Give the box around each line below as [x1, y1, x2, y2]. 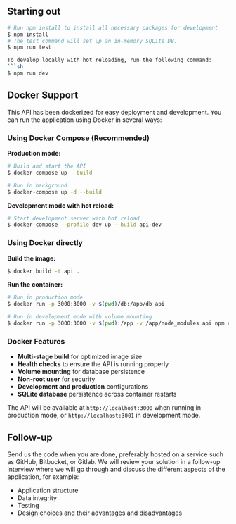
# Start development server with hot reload [7, 215, 140, 222]
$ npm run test [7, 44, 52, 51]
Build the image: [7, 254, 56, 263]
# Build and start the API [7, 163, 86, 170]
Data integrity [17, 494, 58, 502]
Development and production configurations [17, 382, 149, 391]
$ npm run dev [7, 70, 49, 77]
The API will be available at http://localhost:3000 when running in [7, 404, 202, 412]
